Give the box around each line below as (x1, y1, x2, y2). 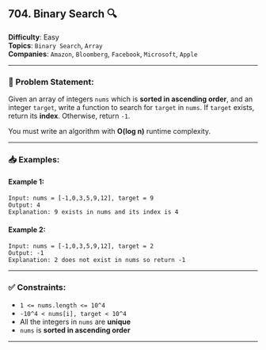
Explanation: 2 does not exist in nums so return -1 (8, 257, 186, 264)
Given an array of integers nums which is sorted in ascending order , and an (8, 94, 253, 104)
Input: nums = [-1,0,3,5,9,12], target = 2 (8, 242, 154, 250)
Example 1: (8, 177, 45, 186)
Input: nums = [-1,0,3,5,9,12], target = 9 (8, 194, 154, 203)
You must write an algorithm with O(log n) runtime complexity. (8, 127, 211, 136)
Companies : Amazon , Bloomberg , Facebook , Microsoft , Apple (8, 49, 198, 59)
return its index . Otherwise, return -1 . (8, 111, 131, 121)
